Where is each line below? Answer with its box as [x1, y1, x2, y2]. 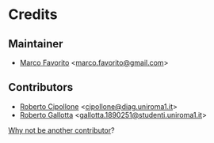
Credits [8, 6, 58, 24]
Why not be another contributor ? [8, 125, 115, 135]
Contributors [8, 81, 74, 94]
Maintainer [8, 37, 63, 51]
